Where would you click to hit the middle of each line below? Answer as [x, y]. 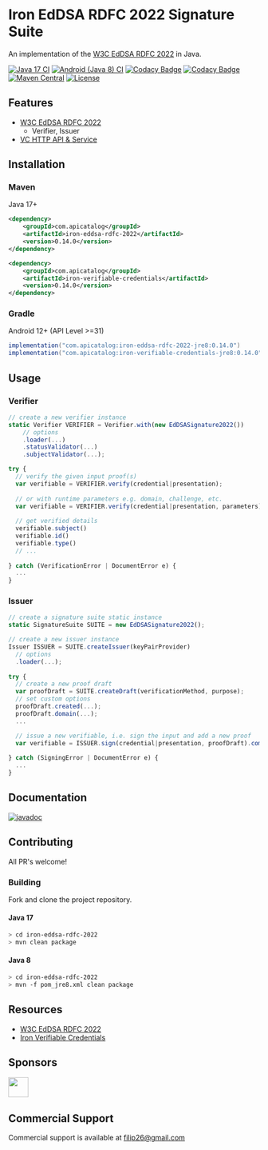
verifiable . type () [46, 543]
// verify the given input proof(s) [76, 477]
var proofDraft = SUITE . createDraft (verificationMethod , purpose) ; [130, 692]
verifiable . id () [42, 536]
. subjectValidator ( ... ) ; [64, 455]
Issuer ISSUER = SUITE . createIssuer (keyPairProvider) [100, 647]
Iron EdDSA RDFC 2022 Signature [122, 15]
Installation [37, 164]
